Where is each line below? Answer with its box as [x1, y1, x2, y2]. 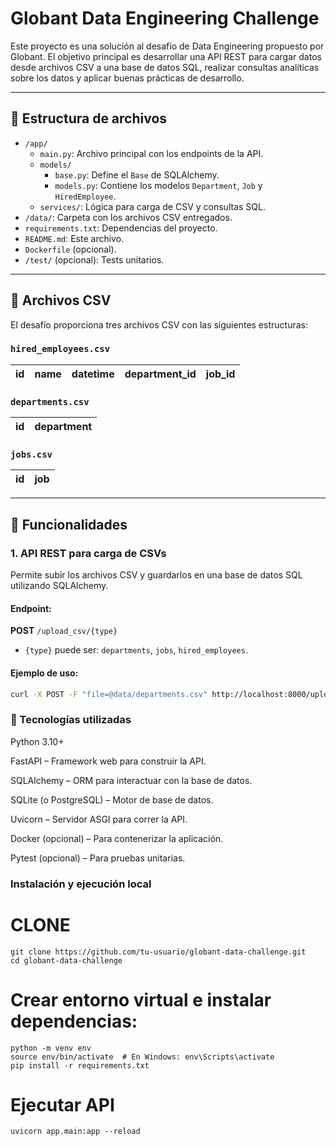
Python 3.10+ [10, 735, 65, 747]
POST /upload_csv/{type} [10, 625, 118, 637]
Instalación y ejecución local [10, 877, 152, 891]
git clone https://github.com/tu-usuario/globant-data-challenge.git [10, 947, 307, 957]
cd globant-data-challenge [10, 955, 123, 966]
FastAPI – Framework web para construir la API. [10, 755, 207, 767]
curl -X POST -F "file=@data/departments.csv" [10, 689, 208, 699]
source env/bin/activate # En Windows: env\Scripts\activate [10, 1052, 275, 1062]
